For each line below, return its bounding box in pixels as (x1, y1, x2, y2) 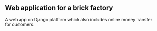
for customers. (5, 21, 35, 27)
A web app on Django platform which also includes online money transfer (5, 16, 153, 22)
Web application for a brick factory (5, 4, 113, 12)
